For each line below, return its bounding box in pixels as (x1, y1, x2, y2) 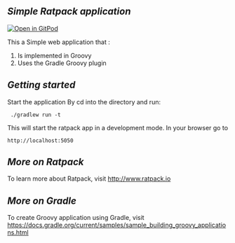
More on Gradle (7, 195, 77, 207)
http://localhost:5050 (7, 137, 74, 144)
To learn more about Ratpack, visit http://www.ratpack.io (7, 174, 171, 183)
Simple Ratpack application (7, 6, 131, 18)
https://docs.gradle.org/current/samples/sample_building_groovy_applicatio (7, 221, 227, 230)
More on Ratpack (7, 156, 84, 168)
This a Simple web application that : (7, 38, 111, 46)
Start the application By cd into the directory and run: (7, 97, 161, 106)
